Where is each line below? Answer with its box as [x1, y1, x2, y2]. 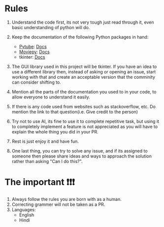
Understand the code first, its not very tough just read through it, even [11, 19, 154, 25]
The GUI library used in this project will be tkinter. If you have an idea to [11, 64, 157, 69]
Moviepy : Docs [19, 49, 50, 55]
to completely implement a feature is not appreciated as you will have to [11, 124, 158, 130]
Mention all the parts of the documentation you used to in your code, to [11, 89, 157, 95]
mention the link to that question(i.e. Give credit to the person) [11, 109, 138, 115]
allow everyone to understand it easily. [11, 94, 91, 100]
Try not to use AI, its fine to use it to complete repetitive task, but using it [11, 118, 160, 124]
